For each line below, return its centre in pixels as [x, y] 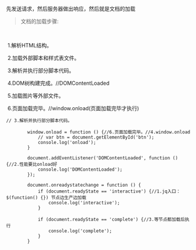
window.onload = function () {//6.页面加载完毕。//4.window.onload [109, 132]
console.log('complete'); [80, 231]
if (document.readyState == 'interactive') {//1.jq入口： [109, 191]
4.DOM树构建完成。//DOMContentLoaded [58, 83]
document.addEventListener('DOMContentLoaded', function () [103, 158]
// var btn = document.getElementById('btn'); [96, 137]
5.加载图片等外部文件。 [35, 96]
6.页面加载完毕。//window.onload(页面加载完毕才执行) [73, 108]
